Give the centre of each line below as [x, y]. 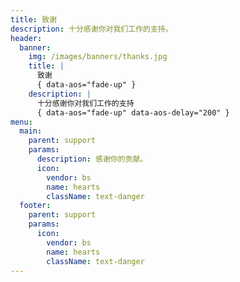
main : [31, 131]
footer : [35, 206]
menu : [21, 122]
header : [26, 38]
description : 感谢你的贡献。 [92, 159]
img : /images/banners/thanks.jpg [98, 57]
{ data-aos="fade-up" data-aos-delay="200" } [133, 112]
